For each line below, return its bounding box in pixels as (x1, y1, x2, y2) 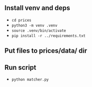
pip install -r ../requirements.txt (11, 33, 86, 38)
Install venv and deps (4, 4, 71, 12)
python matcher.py (11, 77, 49, 82)
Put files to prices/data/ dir (4, 46, 88, 55)
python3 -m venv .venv (11, 23, 58, 28)
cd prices (11, 18, 32, 22)
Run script (4, 63, 37, 71)
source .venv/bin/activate (11, 28, 66, 33)
